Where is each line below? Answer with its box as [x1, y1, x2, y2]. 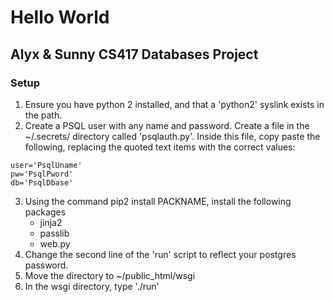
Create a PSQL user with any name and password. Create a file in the [24, 119, 310, 131]
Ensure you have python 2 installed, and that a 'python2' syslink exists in [24, 98, 325, 110]
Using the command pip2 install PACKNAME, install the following [24, 195, 292, 207]
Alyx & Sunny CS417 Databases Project [10, 46, 259, 63]
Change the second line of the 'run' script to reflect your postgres [24, 248, 297, 260]
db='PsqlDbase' [10, 177, 74, 188]
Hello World [10, 6, 110, 29]
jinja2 [39, 216, 63, 228]
